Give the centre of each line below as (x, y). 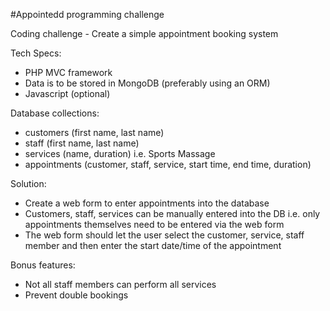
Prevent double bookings (76, 295)
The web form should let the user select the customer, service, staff (164, 235)
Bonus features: (43, 265)
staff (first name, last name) (82, 143)
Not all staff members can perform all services (120, 284)
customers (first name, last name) (94, 132)
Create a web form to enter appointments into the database (147, 203)
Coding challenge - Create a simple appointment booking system (144, 33)
